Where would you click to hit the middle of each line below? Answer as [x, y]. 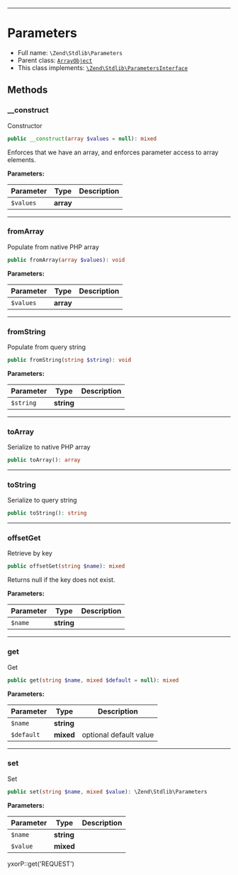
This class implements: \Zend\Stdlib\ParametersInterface [103, 67]
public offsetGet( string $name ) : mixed [66, 566]
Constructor [25, 125]
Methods [28, 90]
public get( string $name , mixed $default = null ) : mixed [93, 680]
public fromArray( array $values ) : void [66, 260]
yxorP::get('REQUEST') [41, 864]
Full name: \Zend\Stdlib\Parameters [70, 52]
